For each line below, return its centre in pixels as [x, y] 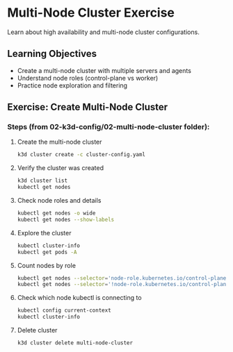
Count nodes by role [47, 265]
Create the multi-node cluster [59, 142]
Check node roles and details [59, 201]
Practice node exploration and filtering [72, 85]
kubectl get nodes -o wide [56, 213]
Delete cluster [37, 330]
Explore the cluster [44, 233]
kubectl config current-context [64, 310]
